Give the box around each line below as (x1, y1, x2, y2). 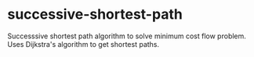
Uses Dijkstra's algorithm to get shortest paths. (7, 39, 160, 48)
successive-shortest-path (7, 5, 183, 23)
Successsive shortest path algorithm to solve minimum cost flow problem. (7, 31, 246, 41)
